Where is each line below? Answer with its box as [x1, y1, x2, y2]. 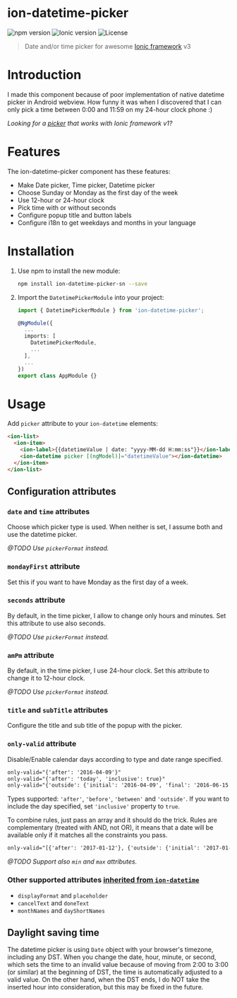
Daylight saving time [7, 927, 100, 939]
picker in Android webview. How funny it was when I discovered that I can [7, 98, 222, 106]
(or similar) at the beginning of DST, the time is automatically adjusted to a [7, 968, 223, 977]
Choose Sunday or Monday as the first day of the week [17, 188, 178, 197]
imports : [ [24, 332, 56, 340]
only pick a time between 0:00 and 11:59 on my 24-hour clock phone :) [7, 105, 213, 114]
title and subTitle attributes [7, 705, 109, 715]
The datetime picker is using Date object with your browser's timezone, [7, 946, 214, 954]
